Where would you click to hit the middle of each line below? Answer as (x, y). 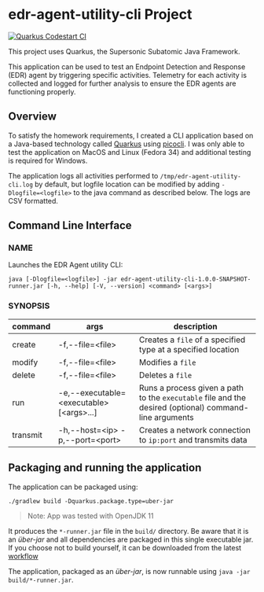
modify (25, 362)
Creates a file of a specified (192, 340)
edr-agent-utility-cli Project (100, 15)
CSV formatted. (33, 200)
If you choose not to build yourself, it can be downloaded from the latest (125, 547)
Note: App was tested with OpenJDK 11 (90, 516)
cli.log (21, 185)
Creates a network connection (195, 430)
